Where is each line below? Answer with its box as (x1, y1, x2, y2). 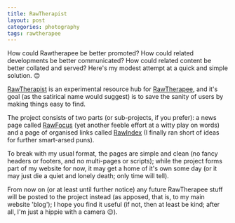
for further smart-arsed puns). (7, 136, 95, 144)
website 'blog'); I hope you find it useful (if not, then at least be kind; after (7, 201, 220, 209)
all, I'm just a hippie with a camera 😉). (7, 208, 118, 216)
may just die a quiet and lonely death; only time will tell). (7, 172, 170, 180)
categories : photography (7, 23, 80, 30)
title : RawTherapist (7, 10, 68, 18)
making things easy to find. (7, 100, 86, 109)
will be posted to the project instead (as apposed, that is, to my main (7, 193, 205, 201)
